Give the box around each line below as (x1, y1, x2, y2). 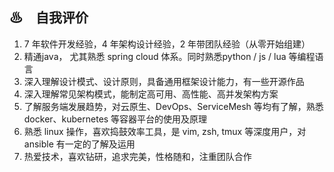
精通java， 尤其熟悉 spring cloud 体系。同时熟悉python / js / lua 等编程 (23, 50, 316, 62)
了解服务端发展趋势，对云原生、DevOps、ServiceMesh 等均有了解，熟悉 (23, 100, 324, 112)
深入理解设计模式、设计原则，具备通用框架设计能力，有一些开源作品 (23, 75, 305, 87)
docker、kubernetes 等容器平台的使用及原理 (23, 113, 208, 125)
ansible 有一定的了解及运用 (23, 138, 136, 150)
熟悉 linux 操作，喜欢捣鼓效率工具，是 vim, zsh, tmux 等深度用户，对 (23, 125, 307, 137)
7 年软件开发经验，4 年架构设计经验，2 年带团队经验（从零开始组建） (23, 38, 311, 50)
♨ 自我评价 (9, 9, 89, 27)
